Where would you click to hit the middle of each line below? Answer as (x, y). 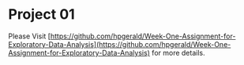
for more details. (178, 52)
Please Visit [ (30, 36)
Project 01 (41, 14)
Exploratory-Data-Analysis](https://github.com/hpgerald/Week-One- (120, 44)
